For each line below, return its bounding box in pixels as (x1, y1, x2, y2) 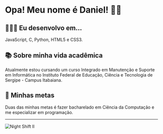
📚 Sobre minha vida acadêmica (5, 51, 103, 60)
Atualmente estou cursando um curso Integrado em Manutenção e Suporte (5, 67, 155, 73)
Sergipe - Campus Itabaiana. (5, 77, 63, 83)
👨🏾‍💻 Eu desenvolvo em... (5, 24, 82, 32)
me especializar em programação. (5, 109, 74, 115)
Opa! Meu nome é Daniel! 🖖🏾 (5, 4, 122, 16)
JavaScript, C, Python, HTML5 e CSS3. (5, 37, 83, 42)
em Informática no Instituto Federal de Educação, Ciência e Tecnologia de (5, 72, 153, 77)
